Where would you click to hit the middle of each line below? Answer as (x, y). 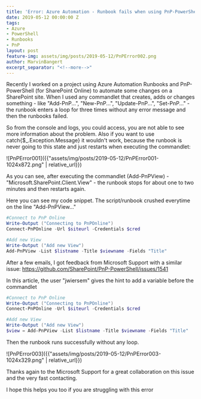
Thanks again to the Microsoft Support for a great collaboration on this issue (100, 371)
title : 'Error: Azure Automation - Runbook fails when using (84, 12)
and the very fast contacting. (42, 378)
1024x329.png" (25, 360)
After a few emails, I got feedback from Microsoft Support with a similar (94, 262)
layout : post (22, 51)
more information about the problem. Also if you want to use (80, 134)
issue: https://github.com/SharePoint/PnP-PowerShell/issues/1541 (87, 269)
